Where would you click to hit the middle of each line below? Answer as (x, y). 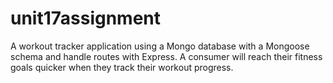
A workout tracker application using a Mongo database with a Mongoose (160, 46)
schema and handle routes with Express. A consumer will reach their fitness (166, 56)
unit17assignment (86, 18)
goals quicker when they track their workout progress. (122, 67)
